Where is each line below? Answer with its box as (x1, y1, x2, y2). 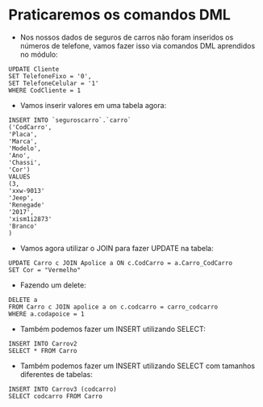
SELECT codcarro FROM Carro (8, 392, 103, 401)
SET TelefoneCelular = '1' (8, 79, 99, 87)
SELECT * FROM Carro (8, 346, 78, 355)
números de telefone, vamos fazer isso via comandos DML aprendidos (19, 40, 256, 50)
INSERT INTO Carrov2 (8, 339, 78, 348)
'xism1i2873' (8, 215, 52, 223)
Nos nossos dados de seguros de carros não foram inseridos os (19, 32, 234, 42)
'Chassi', (8, 158, 42, 166)
